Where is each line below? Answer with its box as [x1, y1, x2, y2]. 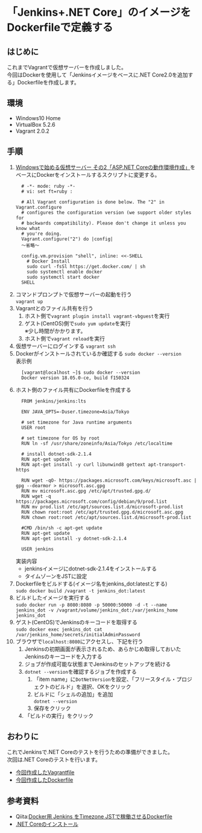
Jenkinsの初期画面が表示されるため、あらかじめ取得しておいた [24, 645, 181, 653]
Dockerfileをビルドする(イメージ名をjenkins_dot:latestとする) [15, 580, 168, 587]
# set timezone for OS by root [21, 435, 100, 441]
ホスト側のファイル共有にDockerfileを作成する [15, 386, 131, 393]
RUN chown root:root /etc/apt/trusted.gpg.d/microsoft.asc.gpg [21, 509, 183, 515]
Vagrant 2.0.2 [15, 127, 50, 135]
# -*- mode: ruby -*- [21, 183, 76, 189]
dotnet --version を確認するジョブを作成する [24, 668, 137, 675]
